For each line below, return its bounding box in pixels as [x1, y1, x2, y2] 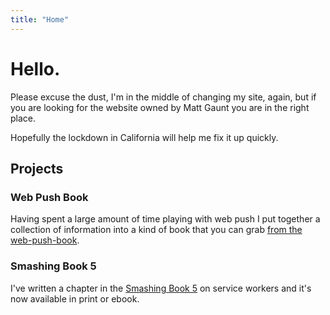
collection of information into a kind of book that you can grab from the [10, 224, 303, 236]
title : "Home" [10, 14, 70, 25]
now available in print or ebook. [10, 292, 140, 305]
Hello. [10, 57, 61, 80]
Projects [10, 160, 64, 177]
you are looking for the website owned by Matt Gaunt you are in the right [10, 101, 310, 113]
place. [10, 112, 37, 124]
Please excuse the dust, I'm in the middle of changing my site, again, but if [10, 91, 317, 103]
